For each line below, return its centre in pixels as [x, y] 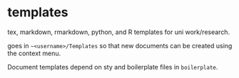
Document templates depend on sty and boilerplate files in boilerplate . [113, 67]
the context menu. [34, 53]
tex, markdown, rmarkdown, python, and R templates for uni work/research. [119, 32]
